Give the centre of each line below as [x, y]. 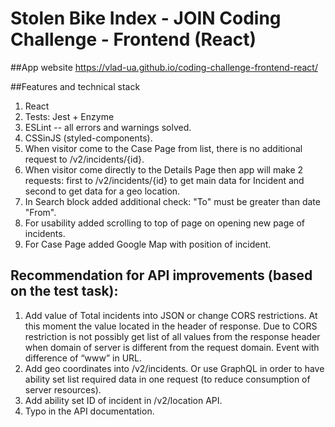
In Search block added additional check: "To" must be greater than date [172, 201]
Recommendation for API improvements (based [161, 275]
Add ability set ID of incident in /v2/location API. [123, 400]
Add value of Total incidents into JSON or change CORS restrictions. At [171, 315]
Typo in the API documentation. [89, 411]
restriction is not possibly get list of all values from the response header [172, 336]
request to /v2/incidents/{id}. [84, 159]
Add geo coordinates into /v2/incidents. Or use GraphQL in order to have [174, 368]
